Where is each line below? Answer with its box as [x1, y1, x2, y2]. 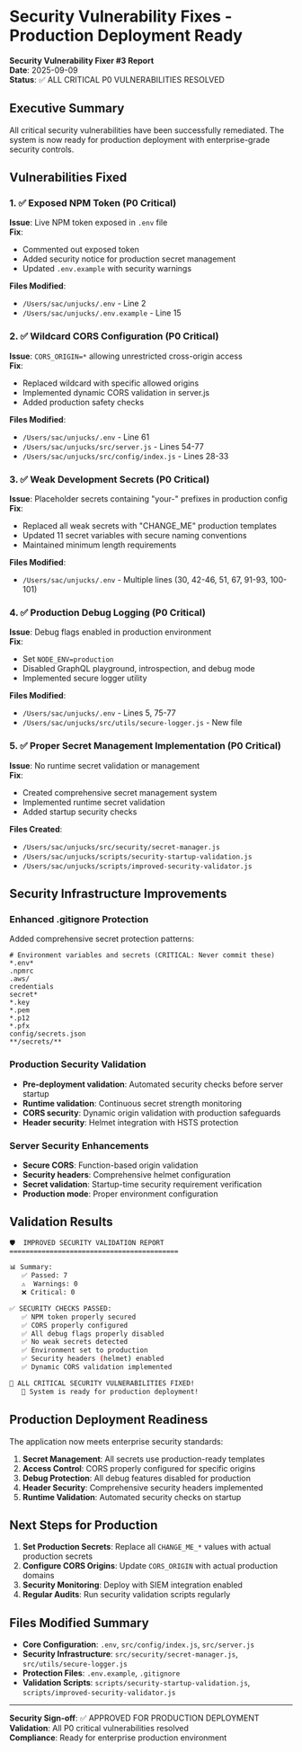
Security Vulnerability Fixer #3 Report [9, 55, 155, 66]
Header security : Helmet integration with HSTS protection [22, 1116, 239, 1127]
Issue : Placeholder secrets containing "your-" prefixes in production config [9, 494, 288, 504]
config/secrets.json [9, 1029, 87, 1039]
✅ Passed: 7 [21, 1271, 68, 1280]
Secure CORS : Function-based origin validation [22, 1160, 199, 1170]
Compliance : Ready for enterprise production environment [9, 1732, 227, 1743]
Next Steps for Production [9, 1517, 158, 1533]
